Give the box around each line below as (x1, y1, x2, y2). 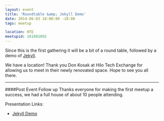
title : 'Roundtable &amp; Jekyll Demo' (5, 12, 86, 17)
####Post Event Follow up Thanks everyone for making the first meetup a (5, 86, 154, 92)
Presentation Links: (5, 101, 44, 107)
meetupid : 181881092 (5, 34, 47, 39)
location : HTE (5, 30, 34, 35)
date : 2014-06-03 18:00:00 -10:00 (5, 16, 76, 21)
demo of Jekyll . (5, 53, 37, 59)
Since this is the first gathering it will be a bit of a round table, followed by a (5, 47, 157, 53)
